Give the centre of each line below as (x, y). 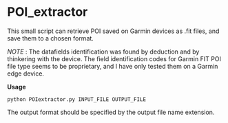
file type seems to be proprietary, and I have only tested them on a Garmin (113, 66)
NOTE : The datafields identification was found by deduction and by (103, 52)
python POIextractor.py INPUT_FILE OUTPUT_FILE (77, 99)
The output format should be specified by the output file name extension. (111, 112)
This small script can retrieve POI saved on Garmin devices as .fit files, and (113, 31)
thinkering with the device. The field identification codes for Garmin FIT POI (114, 58)
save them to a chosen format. (51, 38)
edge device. (26, 74)
